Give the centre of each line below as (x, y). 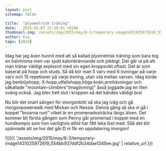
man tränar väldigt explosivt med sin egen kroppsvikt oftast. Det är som (78, 66)
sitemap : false (21, 14)
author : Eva (17, 37)
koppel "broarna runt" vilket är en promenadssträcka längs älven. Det (76, 112)
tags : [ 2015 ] (19, 42)
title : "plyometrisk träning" (37, 23)
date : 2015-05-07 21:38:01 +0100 (42, 28)
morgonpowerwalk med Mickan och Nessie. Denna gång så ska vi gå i (77, 107)
